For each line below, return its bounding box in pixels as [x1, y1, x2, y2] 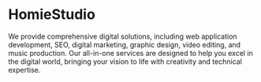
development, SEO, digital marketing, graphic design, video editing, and [8, 39, 241, 49]
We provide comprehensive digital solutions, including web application [8, 32, 238, 41]
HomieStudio [8, 6, 96, 24]
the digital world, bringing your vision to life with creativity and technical [8, 57, 243, 66]
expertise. [8, 65, 41, 74]
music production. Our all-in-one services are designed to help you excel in [8, 48, 254, 58]
